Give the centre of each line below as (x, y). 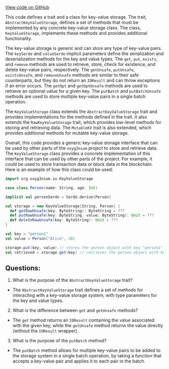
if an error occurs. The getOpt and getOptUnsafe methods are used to (76, 86)
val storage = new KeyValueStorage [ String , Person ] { (63, 206)
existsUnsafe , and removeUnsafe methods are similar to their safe (72, 75)
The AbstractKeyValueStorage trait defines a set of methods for (78, 290)
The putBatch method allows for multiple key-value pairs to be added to (87, 350)
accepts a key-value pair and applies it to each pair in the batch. (79, 361)
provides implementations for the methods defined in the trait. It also (76, 117)
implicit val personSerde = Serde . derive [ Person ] (58, 197)
